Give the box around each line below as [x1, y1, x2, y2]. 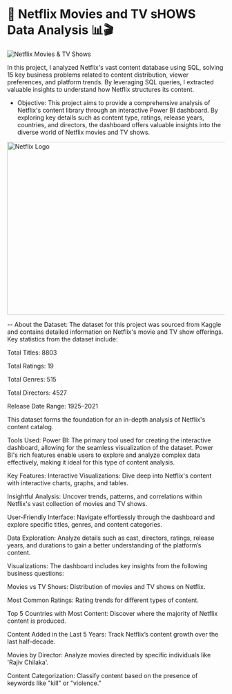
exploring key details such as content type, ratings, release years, [17, 113, 205, 122]
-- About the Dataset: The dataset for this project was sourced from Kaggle [7, 320, 222, 328]
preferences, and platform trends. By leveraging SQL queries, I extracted [7, 77, 214, 86]
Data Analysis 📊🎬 [7, 22, 114, 38]
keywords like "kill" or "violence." [7, 679, 101, 687]
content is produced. [7, 617, 67, 625]
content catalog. [7, 422, 54, 431]
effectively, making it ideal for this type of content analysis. [7, 458, 175, 466]
